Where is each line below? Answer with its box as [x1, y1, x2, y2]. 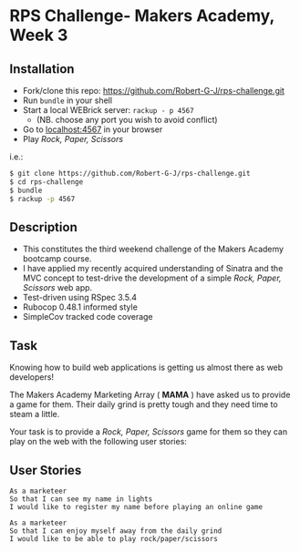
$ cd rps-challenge [9, 177, 84, 187]
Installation [9, 61, 75, 77]
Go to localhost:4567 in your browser [22, 124, 163, 135]
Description [9, 220, 78, 235]
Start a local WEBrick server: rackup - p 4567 [22, 105, 194, 115]
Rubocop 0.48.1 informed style [22, 302, 139, 312]
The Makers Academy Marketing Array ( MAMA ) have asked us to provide [9, 389, 291, 401]
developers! [9, 372, 55, 383]
